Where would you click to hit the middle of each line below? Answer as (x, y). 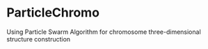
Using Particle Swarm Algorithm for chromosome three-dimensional (104, 32)
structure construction (39, 39)
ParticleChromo (53, 13)
